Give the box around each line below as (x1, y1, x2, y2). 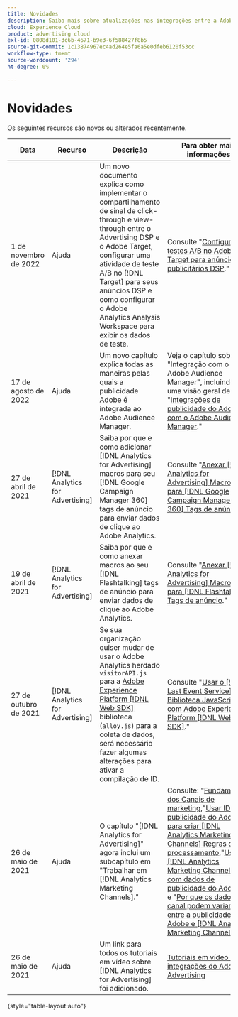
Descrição (112, 145, 147, 155)
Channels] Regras (166, 839, 227, 849)
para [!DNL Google (166, 486, 230, 496)
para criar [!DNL (166, 821, 221, 831)
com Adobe (166, 704, 206, 714)
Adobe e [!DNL (166, 918, 217, 928)
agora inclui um (99, 847, 151, 857)
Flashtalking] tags (99, 577, 159, 587)
